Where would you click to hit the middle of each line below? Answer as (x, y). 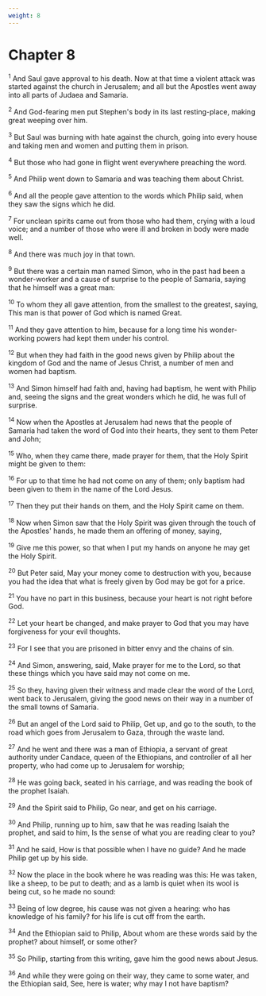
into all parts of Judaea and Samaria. (68, 95)
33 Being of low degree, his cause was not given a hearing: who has (119, 908)
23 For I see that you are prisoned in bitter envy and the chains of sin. (121, 648)
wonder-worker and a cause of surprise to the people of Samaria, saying (127, 280)
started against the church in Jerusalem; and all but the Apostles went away (132, 87)
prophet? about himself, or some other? (73, 941)
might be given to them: (47, 464)
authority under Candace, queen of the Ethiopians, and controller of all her (130, 757)
